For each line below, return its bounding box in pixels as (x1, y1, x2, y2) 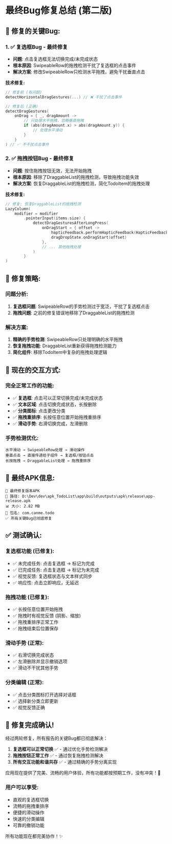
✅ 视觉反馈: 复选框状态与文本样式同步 (12, 573, 93, 579)
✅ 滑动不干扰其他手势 (12, 665, 59, 671)
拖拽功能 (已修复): (5, 594, 50, 601)
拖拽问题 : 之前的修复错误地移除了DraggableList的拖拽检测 (12, 309, 135, 315)
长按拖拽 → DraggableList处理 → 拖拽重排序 (5, 458, 91, 463)
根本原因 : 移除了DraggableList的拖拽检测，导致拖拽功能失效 (12, 174, 139, 180)
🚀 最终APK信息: (5, 473, 55, 482)
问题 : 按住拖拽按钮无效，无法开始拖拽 (12, 167, 92, 174)
